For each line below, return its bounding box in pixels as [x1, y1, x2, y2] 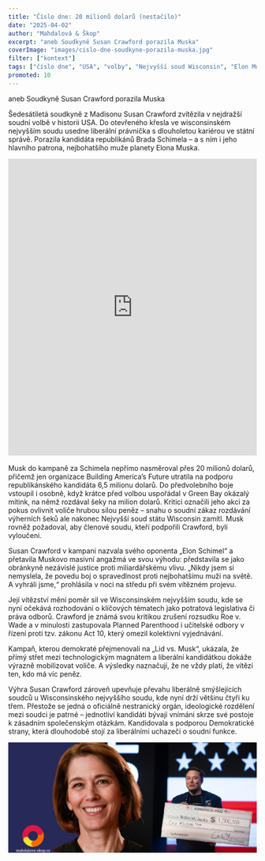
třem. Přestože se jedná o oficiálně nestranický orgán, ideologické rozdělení [8, 701, 255, 711]
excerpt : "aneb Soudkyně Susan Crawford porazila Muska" [8, 38, 200, 46]
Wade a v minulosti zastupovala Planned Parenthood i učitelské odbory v [8, 620, 244, 629]
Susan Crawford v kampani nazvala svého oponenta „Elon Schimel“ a [8, 546, 233, 556]
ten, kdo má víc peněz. [8, 669, 83, 678]
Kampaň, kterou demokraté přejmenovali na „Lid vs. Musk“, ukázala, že [8, 643, 239, 653]
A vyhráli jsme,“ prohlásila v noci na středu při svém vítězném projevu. [8, 579, 237, 589]
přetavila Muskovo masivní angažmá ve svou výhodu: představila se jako [8, 554, 244, 563]
